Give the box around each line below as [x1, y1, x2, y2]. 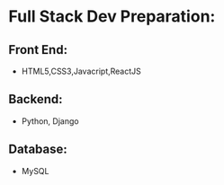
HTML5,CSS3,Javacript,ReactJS [21, 66, 141, 76]
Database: [8, 142, 68, 157]
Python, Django [21, 115, 79, 127]
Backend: [8, 92, 63, 107]
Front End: [8, 42, 68, 57]
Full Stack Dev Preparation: [8, 6, 216, 27]
